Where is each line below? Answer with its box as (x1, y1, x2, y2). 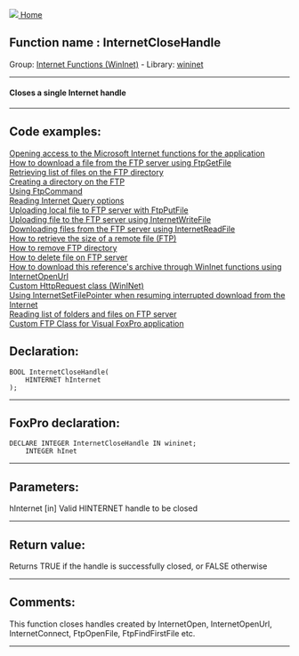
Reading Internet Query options (9, 195, 125, 206)
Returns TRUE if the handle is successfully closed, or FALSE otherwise (9, 561, 268, 571)
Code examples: (9, 125, 101, 140)
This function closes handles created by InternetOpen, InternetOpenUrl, (9, 619, 273, 629)
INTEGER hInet (25, 447, 77, 456)
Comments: (9, 595, 76, 610)
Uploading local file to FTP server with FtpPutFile (9, 205, 189, 215)
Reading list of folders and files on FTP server (9, 308, 177, 320)
